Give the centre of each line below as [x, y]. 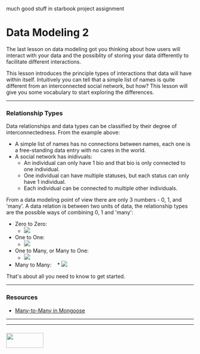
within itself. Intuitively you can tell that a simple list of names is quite [91, 79]
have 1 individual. [45, 182]
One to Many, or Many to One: [52, 251]
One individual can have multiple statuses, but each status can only [106, 176]
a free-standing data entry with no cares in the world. [80, 151]
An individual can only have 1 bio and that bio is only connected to [104, 163]
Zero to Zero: [31, 224]
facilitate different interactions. [44, 61]
